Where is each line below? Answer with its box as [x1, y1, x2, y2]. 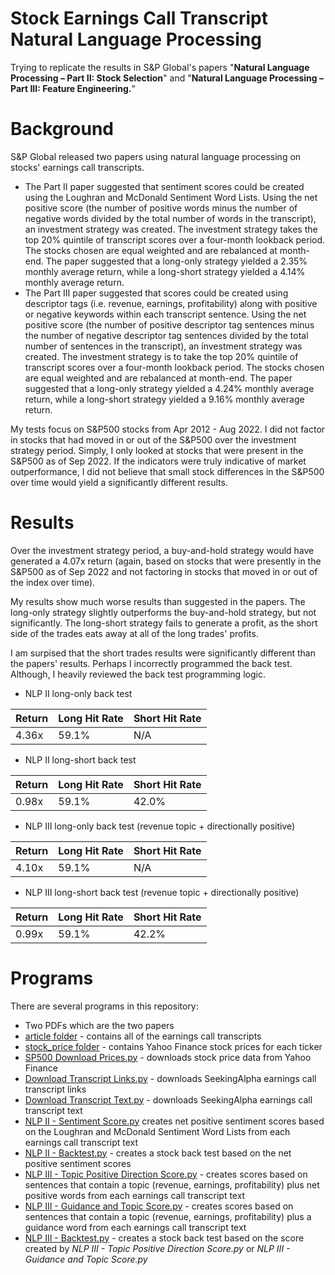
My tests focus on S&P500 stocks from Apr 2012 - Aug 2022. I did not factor [10, 423, 326, 435]
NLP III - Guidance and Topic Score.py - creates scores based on [24, 1200, 294, 1212]
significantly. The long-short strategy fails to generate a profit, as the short [10, 617, 318, 629]
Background [10, 118, 114, 141]
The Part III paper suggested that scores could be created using [24, 287, 289, 299]
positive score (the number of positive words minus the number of [24, 202, 298, 214]
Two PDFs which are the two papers [24, 1019, 175, 1031]
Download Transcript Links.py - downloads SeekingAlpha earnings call [24, 1072, 317, 1084]
